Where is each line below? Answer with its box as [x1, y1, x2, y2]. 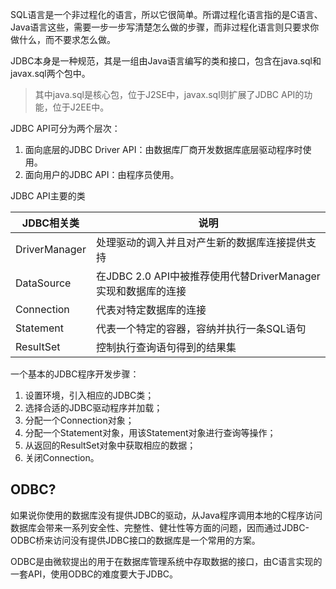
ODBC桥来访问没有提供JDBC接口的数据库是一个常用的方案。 [10, 534, 261, 546]
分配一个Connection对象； [24, 414, 135, 426]
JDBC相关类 [21, 216, 80, 230]
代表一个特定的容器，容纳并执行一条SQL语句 [95, 322, 307, 335]
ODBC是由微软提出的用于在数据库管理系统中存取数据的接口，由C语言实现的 [10, 555, 323, 567]
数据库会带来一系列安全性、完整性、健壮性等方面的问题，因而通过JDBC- [10, 521, 310, 533]
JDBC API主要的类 [10, 190, 86, 202]
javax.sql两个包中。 [10, 68, 91, 79]
